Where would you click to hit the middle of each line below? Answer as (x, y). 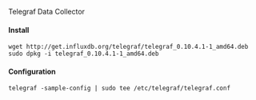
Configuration (32, 71)
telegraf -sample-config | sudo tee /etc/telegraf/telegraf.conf (119, 88)
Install (19, 30)
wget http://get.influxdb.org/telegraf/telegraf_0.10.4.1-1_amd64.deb (128, 47)
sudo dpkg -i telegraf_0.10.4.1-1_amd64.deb (84, 54)
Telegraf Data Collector (47, 12)
